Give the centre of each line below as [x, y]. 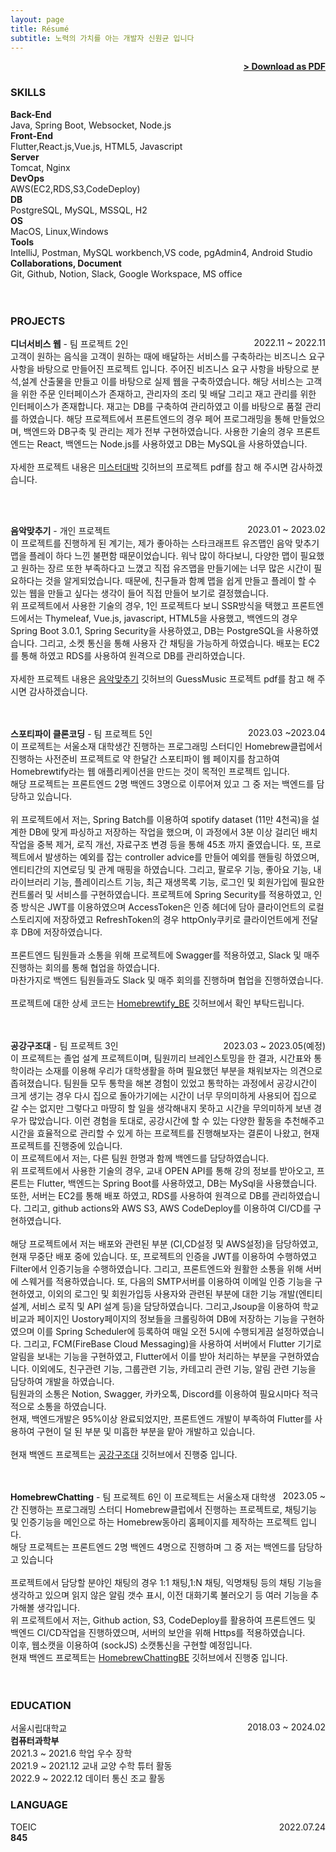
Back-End [31, 114]
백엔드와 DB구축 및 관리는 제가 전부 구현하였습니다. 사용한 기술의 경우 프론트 [172, 431]
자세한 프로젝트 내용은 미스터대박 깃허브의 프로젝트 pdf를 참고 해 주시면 [149, 467]
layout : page [37, 19]
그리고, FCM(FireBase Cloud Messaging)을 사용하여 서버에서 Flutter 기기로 [172, 1343]
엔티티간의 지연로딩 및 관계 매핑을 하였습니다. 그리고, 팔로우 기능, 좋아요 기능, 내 [166, 869]
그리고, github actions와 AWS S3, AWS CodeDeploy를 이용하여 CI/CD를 [167, 1208]
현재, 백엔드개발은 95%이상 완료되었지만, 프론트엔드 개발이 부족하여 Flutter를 [161, 1418]
